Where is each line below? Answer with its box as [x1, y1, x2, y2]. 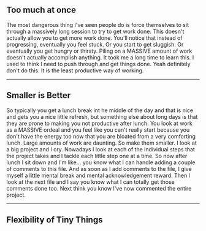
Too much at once [6, 5, 77, 15]
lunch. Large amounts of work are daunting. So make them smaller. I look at [6, 139, 197, 146]
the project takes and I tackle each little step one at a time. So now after [6, 152, 188, 159]
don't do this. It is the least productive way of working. [6, 67, 144, 74]
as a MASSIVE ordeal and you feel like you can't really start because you [6, 126, 190, 134]
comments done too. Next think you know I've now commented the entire [6, 184, 192, 192]
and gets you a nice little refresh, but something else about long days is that [6, 113, 198, 120]
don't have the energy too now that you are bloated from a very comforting [6, 132, 196, 140]
